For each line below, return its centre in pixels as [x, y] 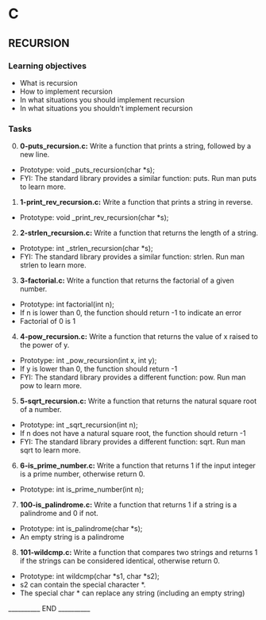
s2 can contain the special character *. [83, 585]
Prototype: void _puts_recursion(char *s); [87, 170]
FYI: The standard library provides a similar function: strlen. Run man [132, 257]
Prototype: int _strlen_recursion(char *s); [86, 248]
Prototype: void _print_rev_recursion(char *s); [94, 218]
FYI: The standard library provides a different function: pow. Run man [133, 377]
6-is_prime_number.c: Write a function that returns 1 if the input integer [138, 466]
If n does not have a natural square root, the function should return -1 [133, 433]
